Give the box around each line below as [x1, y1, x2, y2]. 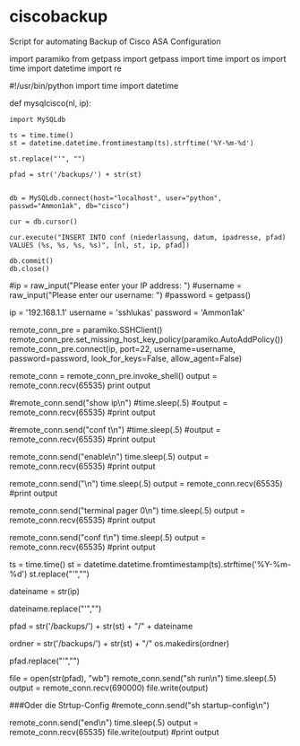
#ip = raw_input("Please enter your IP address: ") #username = [9, 280, 242, 291]
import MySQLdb [9, 115, 66, 124]
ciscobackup [9, 6, 108, 27]
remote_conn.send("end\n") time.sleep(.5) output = [9, 716, 199, 728]
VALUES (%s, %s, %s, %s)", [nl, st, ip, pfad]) [9, 241, 191, 250]
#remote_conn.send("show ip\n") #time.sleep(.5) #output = [9, 397, 228, 408]
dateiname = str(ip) [9, 585, 81, 596]
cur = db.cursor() [9, 217, 78, 226]
